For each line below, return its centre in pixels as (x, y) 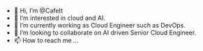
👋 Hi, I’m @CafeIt (38, 11)
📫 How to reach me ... (46, 40)
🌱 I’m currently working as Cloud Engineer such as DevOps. (100, 25)
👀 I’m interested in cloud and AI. (60, 18)
